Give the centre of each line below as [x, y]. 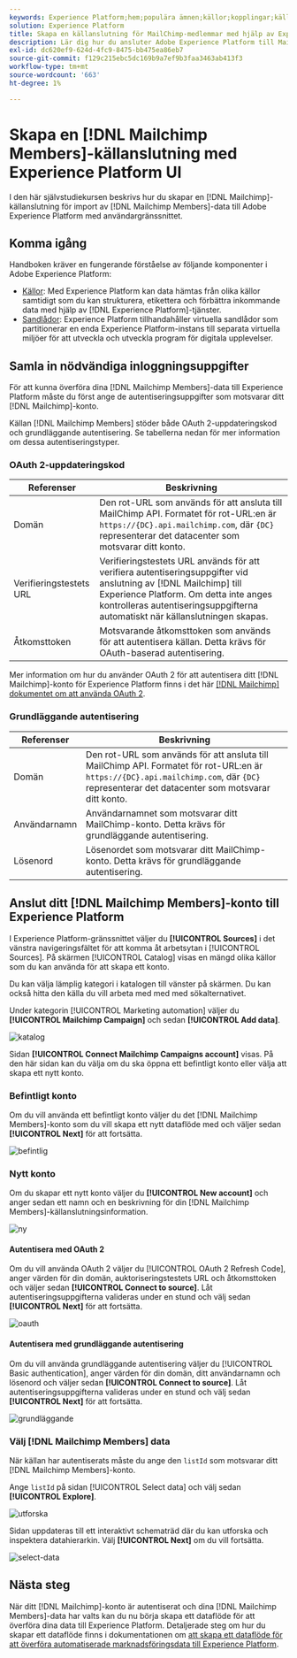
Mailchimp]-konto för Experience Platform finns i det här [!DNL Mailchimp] [145, 684]
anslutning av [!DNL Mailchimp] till [171, 583]
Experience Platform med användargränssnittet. [96, 215]
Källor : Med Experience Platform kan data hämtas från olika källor [141, 291]
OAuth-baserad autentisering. [162, 653]
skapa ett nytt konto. [46, 1072]
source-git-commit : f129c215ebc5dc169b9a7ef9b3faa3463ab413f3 [126, 58]
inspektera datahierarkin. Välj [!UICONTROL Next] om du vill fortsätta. [137, 1539]
